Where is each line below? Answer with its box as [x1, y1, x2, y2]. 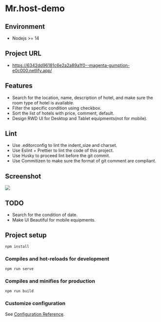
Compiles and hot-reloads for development [5, 255, 110, 262]
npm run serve [5, 266, 34, 271]
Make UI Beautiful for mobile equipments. [12, 217, 96, 223]
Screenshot [5, 172, 41, 181]
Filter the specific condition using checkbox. [12, 105, 101, 111]
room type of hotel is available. [12, 100, 75, 105]
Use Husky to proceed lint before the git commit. [12, 153, 110, 159]
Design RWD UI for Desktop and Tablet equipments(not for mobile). [12, 115, 148, 121]
